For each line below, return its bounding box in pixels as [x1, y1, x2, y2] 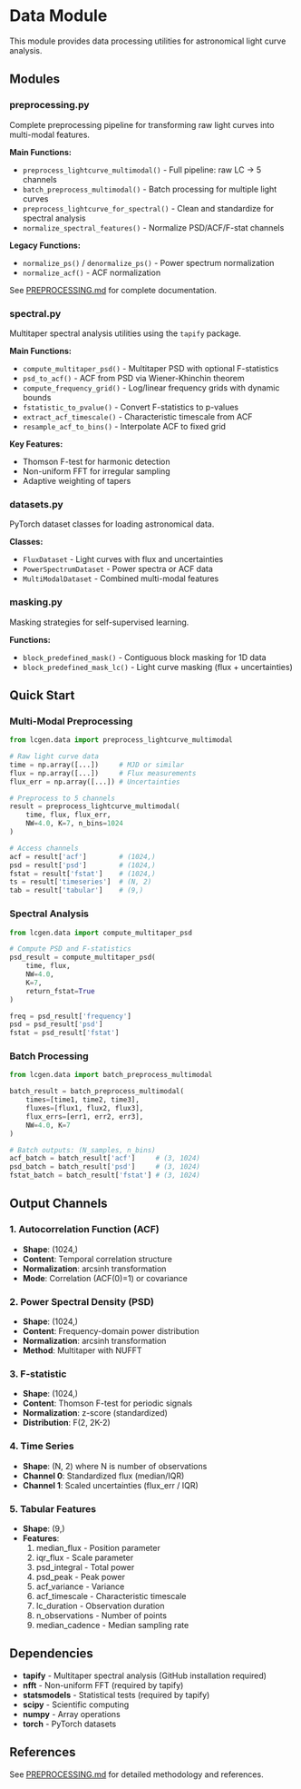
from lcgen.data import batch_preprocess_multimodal [9, 1071, 213, 1080]
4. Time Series [9, 1440, 74, 1453]
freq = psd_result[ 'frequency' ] [9, 1012, 131, 1021]
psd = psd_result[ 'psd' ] [9, 1020, 103, 1029]
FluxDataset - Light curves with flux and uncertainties [22, 554, 224, 565]
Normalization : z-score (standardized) [22, 1408, 168, 1418]
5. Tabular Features [9, 1502, 97, 1515]
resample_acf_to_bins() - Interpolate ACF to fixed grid [22, 420, 227, 431]
